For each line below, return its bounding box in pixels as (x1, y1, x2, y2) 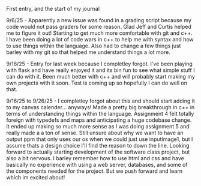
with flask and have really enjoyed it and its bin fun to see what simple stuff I (6, 67, 195, 74)
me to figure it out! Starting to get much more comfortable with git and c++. (6, 29, 193, 37)
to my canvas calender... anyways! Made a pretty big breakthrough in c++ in (6, 104, 195, 110)
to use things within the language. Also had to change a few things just (6, 42, 181, 49)
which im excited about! (6, 174, 65, 181)
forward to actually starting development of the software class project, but (6, 148, 190, 155)
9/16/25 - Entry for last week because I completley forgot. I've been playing (6, 60, 193, 67)
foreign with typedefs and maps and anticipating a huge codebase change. (6, 116, 192, 124)
